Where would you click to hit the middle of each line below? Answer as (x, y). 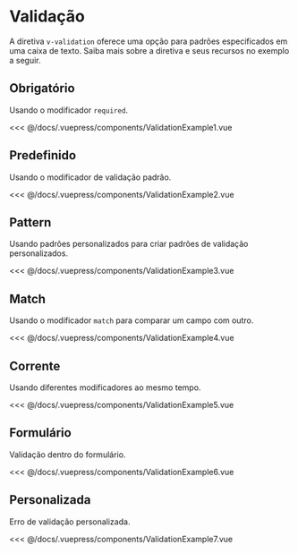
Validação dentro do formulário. (68, 455)
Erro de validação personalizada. (70, 522)
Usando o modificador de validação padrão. (90, 177)
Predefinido (43, 155)
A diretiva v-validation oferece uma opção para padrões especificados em (149, 41)
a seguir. (26, 60)
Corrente (35, 366)
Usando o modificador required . (68, 110)
